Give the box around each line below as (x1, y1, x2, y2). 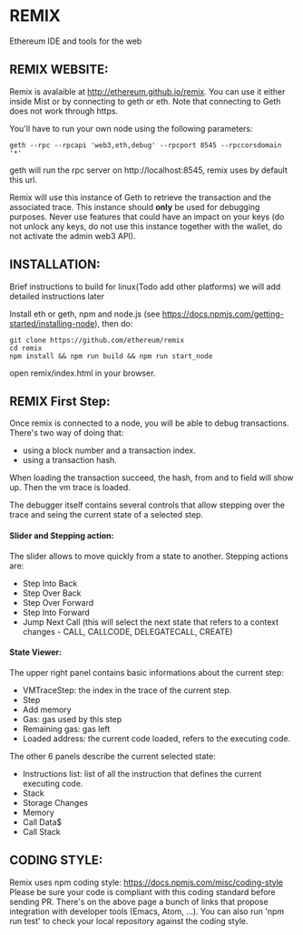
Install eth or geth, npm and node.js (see (9, 308, 161, 319)
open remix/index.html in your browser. (9, 367, 156, 378)
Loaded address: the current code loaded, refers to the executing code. (22, 733, 291, 744)
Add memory (22, 704, 72, 715)
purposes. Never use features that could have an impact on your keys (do (9, 211, 285, 222)
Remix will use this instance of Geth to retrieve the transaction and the (9, 192, 272, 203)
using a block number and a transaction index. (22, 445, 197, 456)
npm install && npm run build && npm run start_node (9, 351, 213, 360)
